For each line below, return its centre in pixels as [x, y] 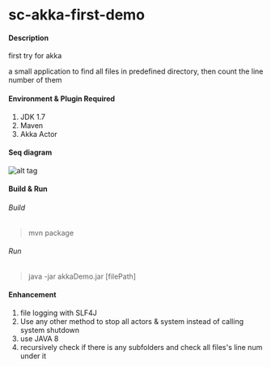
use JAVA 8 [39, 339]
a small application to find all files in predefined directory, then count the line [136, 71]
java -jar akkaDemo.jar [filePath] [82, 276]
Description [29, 37]
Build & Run [28, 189]
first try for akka [35, 56]
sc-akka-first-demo [77, 15]
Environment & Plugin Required [62, 98]
